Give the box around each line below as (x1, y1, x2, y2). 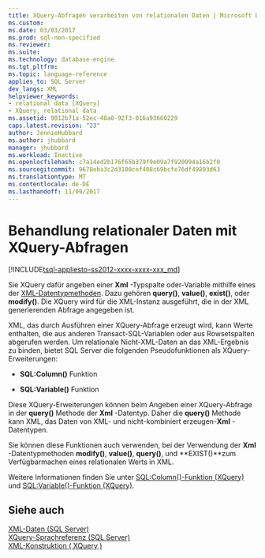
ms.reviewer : (8, 41, 51, 49)
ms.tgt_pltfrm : (8, 63, 58, 71)
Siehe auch (8, 503, 65, 517)
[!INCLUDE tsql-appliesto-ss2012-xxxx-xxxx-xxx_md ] (8, 264, 181, 274)
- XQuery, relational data (8, 107, 97, 115)
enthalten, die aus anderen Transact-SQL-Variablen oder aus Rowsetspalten (8, 328, 255, 338)
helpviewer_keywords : (8, 92, 80, 100)
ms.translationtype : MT (8, 173, 87, 182)
